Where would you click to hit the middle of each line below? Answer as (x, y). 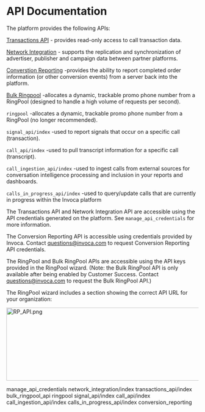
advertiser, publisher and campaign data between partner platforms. (92, 58)
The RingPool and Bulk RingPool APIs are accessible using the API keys (96, 261)
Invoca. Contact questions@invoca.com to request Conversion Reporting (98, 243)
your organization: (29, 299)
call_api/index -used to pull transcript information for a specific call (92, 150)
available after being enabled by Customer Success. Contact (82, 274)
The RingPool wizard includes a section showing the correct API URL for (97, 292)
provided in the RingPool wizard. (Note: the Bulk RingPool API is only (92, 268)
